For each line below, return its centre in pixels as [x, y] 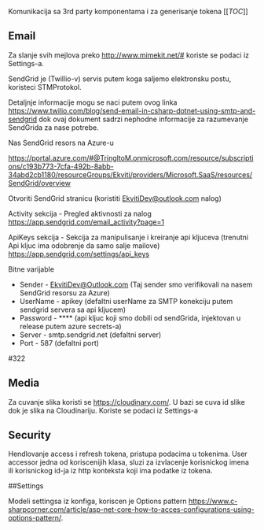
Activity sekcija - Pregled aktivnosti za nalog [80, 213]
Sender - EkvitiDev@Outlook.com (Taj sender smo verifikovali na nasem [136, 284]
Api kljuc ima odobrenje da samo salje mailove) [84, 245]
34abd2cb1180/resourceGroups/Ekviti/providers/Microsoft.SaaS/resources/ [130, 174]
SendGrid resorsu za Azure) [64, 293]
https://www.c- [213, 501]
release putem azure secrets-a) [70, 326]
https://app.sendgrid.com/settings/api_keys [79, 254]
